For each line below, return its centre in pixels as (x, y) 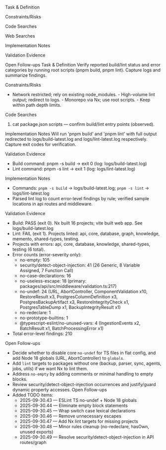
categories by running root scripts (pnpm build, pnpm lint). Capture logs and (83, 70)
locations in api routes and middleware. (52, 204)
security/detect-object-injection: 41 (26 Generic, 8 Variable (80, 265)
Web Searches (20, 36)
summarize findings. (26, 75)
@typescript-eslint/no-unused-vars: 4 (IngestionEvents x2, (80, 323)
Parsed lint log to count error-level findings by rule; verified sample (81, 198)
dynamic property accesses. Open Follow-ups (60, 390)
